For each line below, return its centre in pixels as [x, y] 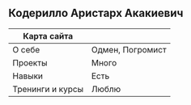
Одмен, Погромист [129, 49]
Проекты [30, 62]
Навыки [28, 76]
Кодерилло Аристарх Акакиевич [96, 13]
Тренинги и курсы [48, 89]
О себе [26, 49]
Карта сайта [48, 36]
